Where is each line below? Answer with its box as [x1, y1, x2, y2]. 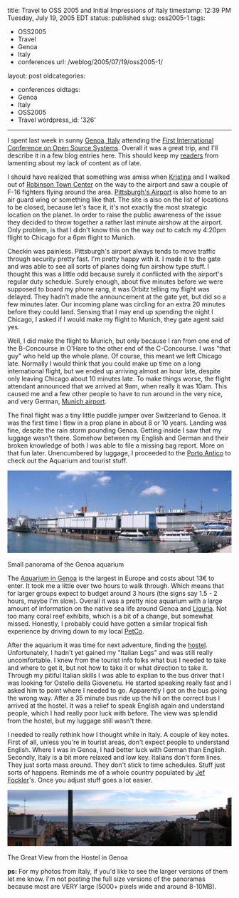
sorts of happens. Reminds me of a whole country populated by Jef [7, 768, 206, 776]
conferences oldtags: [17, 86, 80, 93]
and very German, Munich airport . [7, 397, 107, 406]
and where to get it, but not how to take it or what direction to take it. [7, 663, 208, 672]
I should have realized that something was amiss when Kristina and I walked [7, 172, 230, 181]
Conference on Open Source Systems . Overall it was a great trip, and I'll [7, 144, 218, 152]
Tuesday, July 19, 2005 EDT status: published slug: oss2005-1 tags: [7, 14, 206, 22]
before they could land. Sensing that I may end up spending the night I [7, 308, 213, 316]
